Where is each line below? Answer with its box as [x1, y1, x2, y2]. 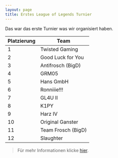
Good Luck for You [40, 54, 84, 61]
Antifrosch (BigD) [40, 62, 81, 69]
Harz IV [40, 110, 58, 117]
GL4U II [40, 94, 58, 101]
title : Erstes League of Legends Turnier [5, 12, 92, 17]
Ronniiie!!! [40, 86, 63, 93]
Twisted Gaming [40, 46, 78, 53]
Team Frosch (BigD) [40, 126, 87, 133]
